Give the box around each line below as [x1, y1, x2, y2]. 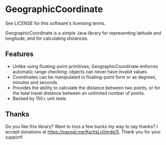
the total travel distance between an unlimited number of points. [12, 90, 145, 96]
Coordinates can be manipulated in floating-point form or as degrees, [12, 74, 157, 80]
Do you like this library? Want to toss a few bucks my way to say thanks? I [5, 123, 158, 129]
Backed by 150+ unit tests [12, 95, 66, 101]
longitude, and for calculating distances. [5, 35, 89, 41]
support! [5, 134, 23, 140]
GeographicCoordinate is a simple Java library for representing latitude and [5, 30, 161, 36]
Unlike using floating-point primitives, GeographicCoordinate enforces [12, 63, 158, 69]
